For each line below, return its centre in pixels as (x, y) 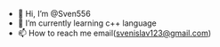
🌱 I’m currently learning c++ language (87, 23)
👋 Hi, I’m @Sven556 (54, 14)
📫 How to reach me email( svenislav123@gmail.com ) (114, 33)
